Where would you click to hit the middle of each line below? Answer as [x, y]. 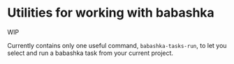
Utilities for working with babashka [111, 13]
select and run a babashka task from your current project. [90, 53]
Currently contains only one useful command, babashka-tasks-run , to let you [117, 45]
